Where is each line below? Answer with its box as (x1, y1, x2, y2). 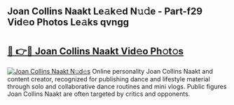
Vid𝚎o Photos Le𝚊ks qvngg (7, 17, 130, 29)
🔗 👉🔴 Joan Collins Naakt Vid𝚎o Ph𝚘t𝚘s (7, 45, 184, 57)
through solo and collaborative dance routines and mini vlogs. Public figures (7, 83, 227, 90)
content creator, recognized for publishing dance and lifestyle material (7, 75, 210, 83)
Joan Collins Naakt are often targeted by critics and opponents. (7, 90, 191, 98)
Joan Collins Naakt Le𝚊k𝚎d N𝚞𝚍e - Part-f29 (7, 6, 203, 17)
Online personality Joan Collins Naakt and (92, 67, 214, 75)
